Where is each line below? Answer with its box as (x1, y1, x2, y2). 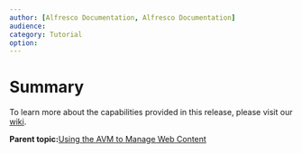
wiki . (9, 116, 27, 127)
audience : (9, 22, 47, 31)
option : (9, 38, 39, 48)
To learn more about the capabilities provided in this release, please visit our (9, 107, 293, 118)
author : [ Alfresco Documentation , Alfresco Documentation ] (9, 13, 236, 22)
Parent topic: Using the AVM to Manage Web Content (9, 134, 207, 145)
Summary (9, 77, 84, 97)
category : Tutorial (9, 30, 83, 39)
